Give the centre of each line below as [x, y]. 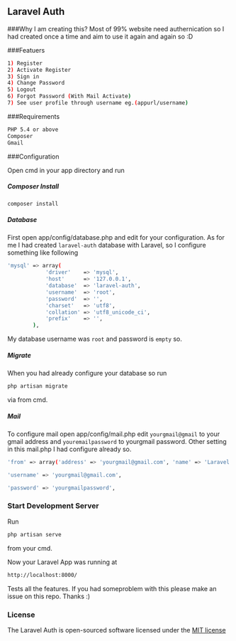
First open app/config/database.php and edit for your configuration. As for [116, 238]
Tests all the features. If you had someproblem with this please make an [112, 588]
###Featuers [26, 50]
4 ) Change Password [36, 83]
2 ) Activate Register [39, 70]
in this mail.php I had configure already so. [69, 449]
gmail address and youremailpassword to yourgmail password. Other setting [117, 441]
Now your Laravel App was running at [62, 562]
